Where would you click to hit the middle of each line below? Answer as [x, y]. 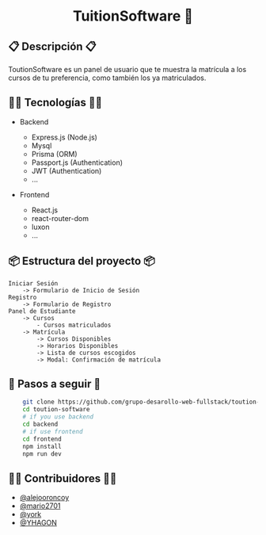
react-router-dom [60, 218]
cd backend [40, 424]
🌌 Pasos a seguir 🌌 [55, 384]
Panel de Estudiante [42, 311]
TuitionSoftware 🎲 [133, 16]
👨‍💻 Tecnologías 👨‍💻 [55, 103]
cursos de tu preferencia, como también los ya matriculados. [107, 78]
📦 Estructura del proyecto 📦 [82, 261]
